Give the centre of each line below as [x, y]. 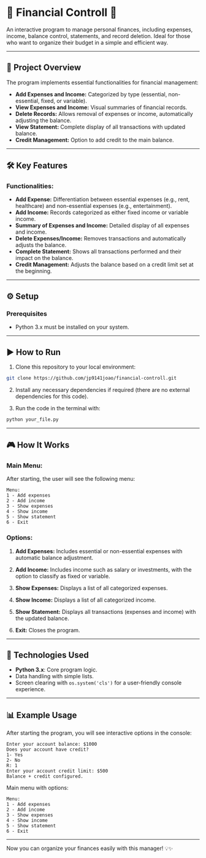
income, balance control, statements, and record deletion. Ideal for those [98, 36]
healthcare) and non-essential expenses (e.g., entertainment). [93, 206]
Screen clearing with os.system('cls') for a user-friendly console [98, 683]
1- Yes [15, 755]
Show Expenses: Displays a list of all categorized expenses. [91, 588]
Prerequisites [27, 313]
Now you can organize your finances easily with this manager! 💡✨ [90, 848]
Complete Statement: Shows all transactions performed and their [98, 251]
